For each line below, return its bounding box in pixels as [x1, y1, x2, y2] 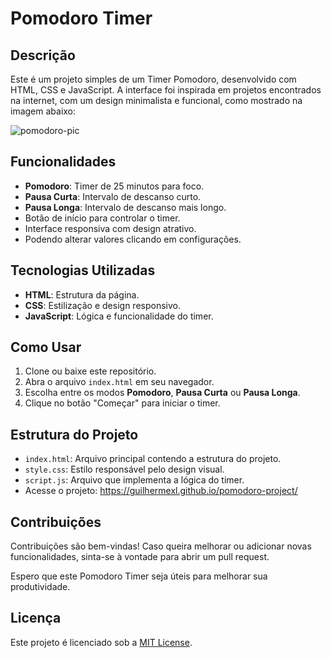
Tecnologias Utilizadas [10, 262, 156, 279]
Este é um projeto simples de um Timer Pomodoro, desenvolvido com [10, 73, 297, 85]
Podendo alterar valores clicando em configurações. [24, 233, 242, 245]
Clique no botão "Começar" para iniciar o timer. [24, 397, 221, 409]
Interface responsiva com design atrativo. [24, 222, 197, 234]
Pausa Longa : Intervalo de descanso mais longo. [24, 201, 227, 213]
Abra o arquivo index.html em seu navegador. [24, 376, 215, 388]
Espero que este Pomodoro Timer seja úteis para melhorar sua [10, 570, 268, 582]
